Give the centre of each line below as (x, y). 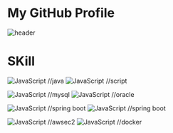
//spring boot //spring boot (106, 108)
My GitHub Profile (61, 13)
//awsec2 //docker (95, 122)
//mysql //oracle (91, 94)
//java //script (87, 81)
